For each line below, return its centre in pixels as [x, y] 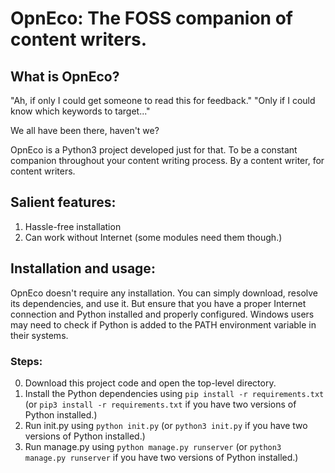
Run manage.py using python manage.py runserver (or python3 [153, 446]
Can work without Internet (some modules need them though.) [153, 237]
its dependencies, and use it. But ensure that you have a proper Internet [158, 303]
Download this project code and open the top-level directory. [150, 383]
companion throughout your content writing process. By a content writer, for [167, 160]
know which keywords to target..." [80, 111]
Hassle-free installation [73, 226]
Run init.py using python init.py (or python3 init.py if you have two [166, 425]
